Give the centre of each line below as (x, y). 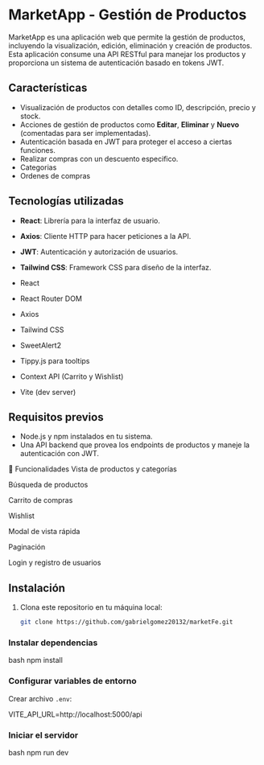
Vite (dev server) (48, 392)
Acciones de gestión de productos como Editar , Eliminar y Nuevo (130, 124)
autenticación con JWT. (59, 454)
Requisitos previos (56, 417)
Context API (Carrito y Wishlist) (72, 376)
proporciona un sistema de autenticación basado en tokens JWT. (116, 63)
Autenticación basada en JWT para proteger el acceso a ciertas (126, 142)
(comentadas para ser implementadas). (85, 133)
